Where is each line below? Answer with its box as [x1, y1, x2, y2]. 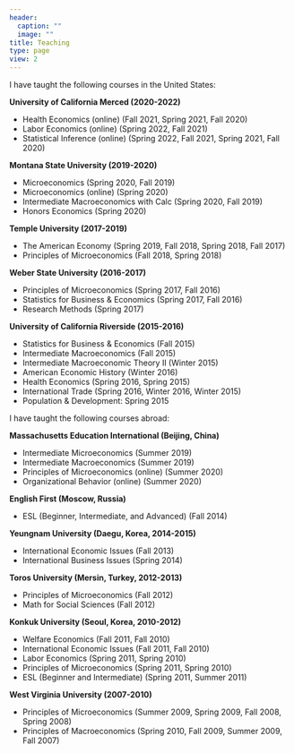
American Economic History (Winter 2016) [22, 367, 178, 377]
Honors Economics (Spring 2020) [22, 206, 147, 216]
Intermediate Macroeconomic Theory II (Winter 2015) [22, 357, 219, 368]
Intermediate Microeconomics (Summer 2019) [22, 448, 193, 458]
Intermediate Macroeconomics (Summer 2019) [22, 458, 195, 467]
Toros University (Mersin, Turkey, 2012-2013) [9, 572, 183, 583]
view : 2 [9, 55, 39, 64]
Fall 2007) [22, 735, 60, 746]
